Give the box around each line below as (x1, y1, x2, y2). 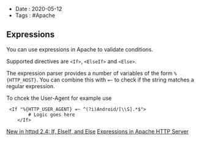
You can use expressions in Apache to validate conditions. (6, 45, 154, 53)
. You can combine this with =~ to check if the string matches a (36, 76, 194, 83)
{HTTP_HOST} (6, 77, 37, 83)
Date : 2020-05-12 (15, 6, 62, 12)
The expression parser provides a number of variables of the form (6, 69, 173, 77)
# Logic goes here (28, 112, 75, 118)
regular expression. (6, 82, 55, 90)
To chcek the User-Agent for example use (6, 94, 112, 102)
